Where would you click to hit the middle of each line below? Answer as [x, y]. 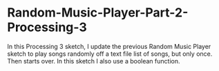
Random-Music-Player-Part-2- [98, 13]
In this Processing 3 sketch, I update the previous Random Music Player [109, 46]
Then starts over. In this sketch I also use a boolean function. [94, 61]
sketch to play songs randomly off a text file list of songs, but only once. [110, 54]
